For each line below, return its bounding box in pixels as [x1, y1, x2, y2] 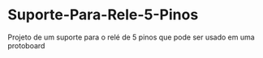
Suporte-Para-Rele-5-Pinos [7, 6, 199, 24]
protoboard [7, 40, 45, 50]
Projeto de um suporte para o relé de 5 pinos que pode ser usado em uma [7, 32, 255, 42]
